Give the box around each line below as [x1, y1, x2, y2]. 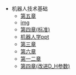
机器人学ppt [20, 33, 50, 40]
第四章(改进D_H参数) [20, 63, 70, 69]
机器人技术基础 [11, 5, 48, 12]
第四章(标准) [20, 26, 50, 33]
